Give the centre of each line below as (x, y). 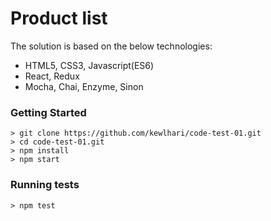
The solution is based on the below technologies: (111, 46)
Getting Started (48, 112)
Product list (59, 18)
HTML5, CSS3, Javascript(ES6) (89, 65)
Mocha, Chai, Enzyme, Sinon (84, 86)
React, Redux (52, 76)
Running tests (45, 185)
